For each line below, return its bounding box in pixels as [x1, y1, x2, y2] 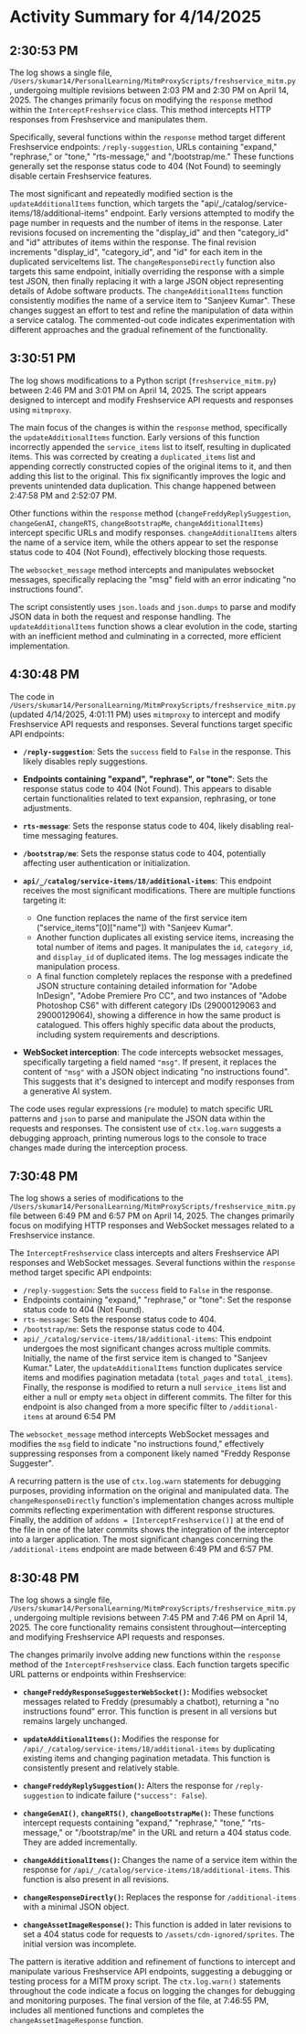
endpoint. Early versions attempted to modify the [110, 208, 295, 219]
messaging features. [41, 830, 119, 840]
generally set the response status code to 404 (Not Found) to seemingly [9, 161, 281, 171]
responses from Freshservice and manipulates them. [9, 114, 208, 124]
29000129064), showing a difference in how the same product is [36, 1009, 281, 1021]
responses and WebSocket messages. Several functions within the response [9, 1258, 296, 1269]
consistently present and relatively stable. [22, 1762, 180, 1773]
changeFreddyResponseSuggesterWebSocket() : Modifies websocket [22, 1686, 268, 1697]
